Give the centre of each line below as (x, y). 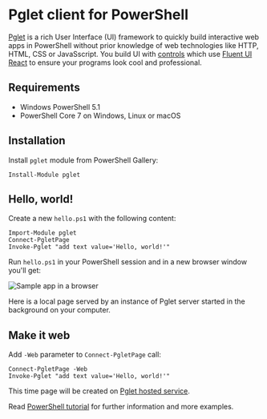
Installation (37, 141)
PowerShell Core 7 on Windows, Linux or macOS (100, 115)
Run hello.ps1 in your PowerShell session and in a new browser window (127, 262)
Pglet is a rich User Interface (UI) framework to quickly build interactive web (133, 37)
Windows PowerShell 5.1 (60, 107)
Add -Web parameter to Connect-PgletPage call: (85, 355)
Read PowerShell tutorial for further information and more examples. (121, 407)
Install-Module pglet (44, 175)
